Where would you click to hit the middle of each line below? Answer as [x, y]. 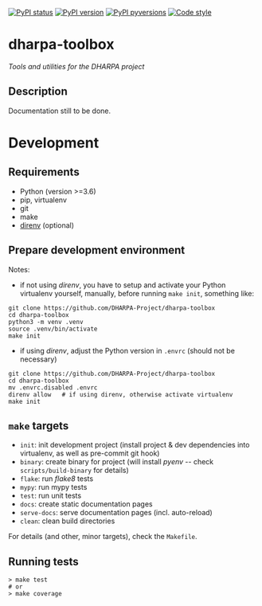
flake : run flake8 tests [57, 479]
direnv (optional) [47, 225]
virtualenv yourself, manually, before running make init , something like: [137, 293]
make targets [39, 426]
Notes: [19, 269]
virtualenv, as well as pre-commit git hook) [90, 453]
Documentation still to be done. [60, 111]
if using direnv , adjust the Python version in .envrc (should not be [127, 350]
